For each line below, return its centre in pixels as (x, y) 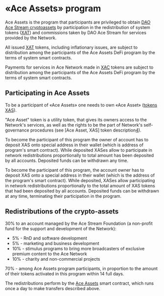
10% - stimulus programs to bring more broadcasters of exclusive (78, 248)
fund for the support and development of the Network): (61, 228)
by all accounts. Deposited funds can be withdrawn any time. (67, 161)
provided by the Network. (31, 38)
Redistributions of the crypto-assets (62, 212)
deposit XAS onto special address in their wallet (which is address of (74, 145)
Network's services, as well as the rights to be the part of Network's (74, 125)
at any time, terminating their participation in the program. (63, 196)
